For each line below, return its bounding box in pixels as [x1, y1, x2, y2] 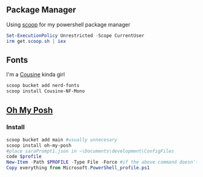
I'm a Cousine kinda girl [6, 71, 65, 78]
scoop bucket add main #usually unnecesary [6, 137, 118, 143]
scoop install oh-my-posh [6, 142, 71, 149]
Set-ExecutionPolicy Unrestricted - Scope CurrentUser [6, 33, 145, 39]
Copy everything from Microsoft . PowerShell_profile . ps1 [6, 165, 150, 171]
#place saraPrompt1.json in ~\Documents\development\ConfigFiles [6, 148, 174, 154]
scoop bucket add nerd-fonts [6, 83, 80, 89]
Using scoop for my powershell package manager [6, 21, 130, 28]
